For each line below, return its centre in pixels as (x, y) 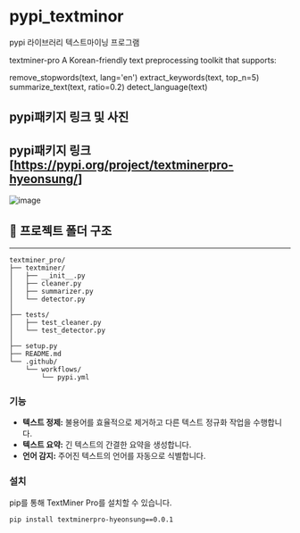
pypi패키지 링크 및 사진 (69, 117)
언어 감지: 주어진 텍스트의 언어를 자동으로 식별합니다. (114, 456)
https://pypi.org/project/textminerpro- (123, 165)
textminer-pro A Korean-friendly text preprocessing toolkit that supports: (143, 60)
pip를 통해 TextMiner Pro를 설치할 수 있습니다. (91, 503)
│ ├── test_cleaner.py (55, 322)
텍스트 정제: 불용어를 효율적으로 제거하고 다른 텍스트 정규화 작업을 (137, 422)
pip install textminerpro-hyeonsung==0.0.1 (92, 520)
